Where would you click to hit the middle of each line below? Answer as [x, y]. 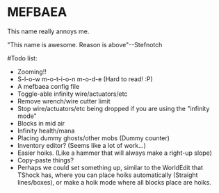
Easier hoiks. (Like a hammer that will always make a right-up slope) [114, 153]
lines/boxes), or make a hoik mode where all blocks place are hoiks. [114, 182]
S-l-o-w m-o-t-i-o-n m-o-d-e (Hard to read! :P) [85, 79]
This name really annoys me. [48, 31]
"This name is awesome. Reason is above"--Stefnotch [85, 44]
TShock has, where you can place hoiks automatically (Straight [107, 175]
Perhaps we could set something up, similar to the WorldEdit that [110, 167]
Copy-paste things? [46, 160]
